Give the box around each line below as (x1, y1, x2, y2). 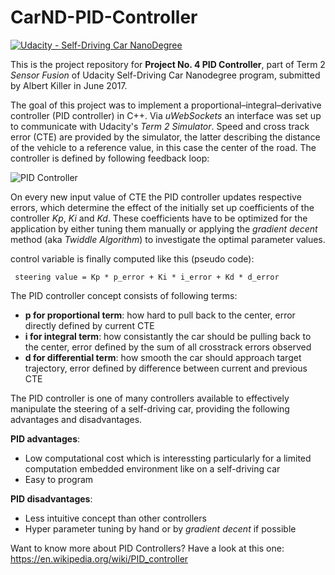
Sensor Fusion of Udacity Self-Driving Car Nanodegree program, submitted (10, 69, 321, 81)
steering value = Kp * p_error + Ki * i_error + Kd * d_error (14, 272, 280, 282)
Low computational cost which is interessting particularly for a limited (24, 452, 312, 464)
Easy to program (24, 473, 94, 485)
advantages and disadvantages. (10, 413, 143, 425)
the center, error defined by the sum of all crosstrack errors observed (24, 341, 312, 353)
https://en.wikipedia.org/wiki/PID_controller (10, 552, 189, 565)
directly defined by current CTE (24, 319, 155, 331)
